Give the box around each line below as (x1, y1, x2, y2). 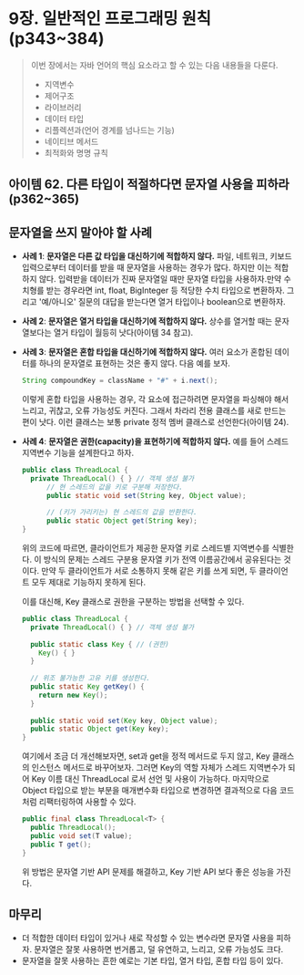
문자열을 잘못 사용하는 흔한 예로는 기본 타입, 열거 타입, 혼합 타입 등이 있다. (21, 955, 284, 967)
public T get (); (30, 840, 92, 849)
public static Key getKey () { (30, 682, 145, 691)
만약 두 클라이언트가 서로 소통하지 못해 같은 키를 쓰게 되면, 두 (41, 565, 257, 576)
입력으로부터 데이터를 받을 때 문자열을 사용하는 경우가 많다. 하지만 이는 (21, 262, 272, 274)
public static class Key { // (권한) (30, 639, 170, 648)
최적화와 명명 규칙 (44, 147, 108, 158)
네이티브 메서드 (44, 136, 99, 147)
